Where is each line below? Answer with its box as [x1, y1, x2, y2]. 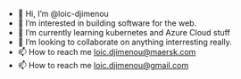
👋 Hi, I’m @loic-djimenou [17, 9, 109, 19]
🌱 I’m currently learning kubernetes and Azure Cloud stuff [17, 28, 230, 37]
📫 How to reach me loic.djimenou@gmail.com [17, 60, 189, 70]
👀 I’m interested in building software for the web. [17, 18, 197, 28]
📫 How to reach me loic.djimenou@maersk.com [17, 47, 196, 57]
